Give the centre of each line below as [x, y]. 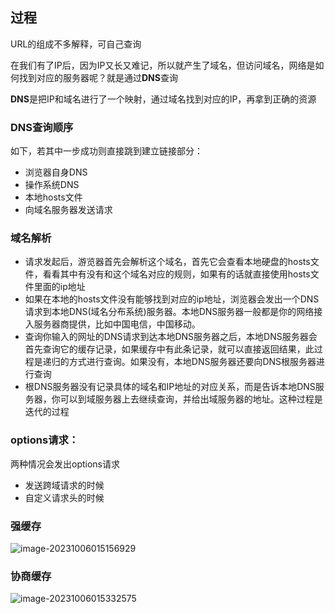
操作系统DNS [52, 185]
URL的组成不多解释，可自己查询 [76, 44]
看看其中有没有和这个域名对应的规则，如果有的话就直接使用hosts [176, 274]
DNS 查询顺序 [42, 127]
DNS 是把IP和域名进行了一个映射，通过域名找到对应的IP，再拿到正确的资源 [163, 99]
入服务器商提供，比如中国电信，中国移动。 [112, 324]
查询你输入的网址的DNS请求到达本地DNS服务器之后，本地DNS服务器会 [171, 337]
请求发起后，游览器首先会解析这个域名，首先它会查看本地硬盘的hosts [167, 262]
